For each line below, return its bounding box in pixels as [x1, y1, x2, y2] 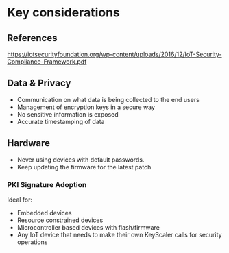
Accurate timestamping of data [16, 117, 105, 125]
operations [16, 238, 48, 246]
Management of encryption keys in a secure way [16, 103, 156, 111]
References [7, 32, 58, 44]
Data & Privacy [7, 77, 71, 89]
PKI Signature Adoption [7, 180, 87, 189]
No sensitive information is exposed [16, 110, 119, 118]
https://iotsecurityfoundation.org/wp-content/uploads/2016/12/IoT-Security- [7, 50, 222, 58]
